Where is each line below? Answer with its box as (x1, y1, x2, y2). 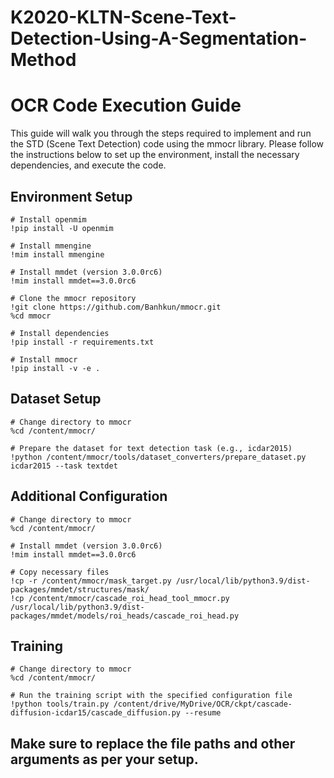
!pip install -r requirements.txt (10, 337, 155, 347)
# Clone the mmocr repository (10, 293, 137, 303)
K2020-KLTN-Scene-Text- (10, 6, 237, 29)
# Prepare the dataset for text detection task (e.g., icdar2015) (10, 443, 293, 453)
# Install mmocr (10, 354, 78, 365)
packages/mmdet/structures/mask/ (10, 584, 150, 595)
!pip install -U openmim (10, 223, 114, 233)
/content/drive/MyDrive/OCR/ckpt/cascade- (113, 699, 293, 710)
